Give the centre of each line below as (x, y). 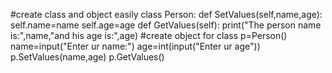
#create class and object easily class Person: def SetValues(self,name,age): (166, 14)
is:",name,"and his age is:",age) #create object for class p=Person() (149, 35)
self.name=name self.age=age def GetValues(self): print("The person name (166, 25)
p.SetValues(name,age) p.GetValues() (87, 57)
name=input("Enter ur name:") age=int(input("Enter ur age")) (135, 46)
